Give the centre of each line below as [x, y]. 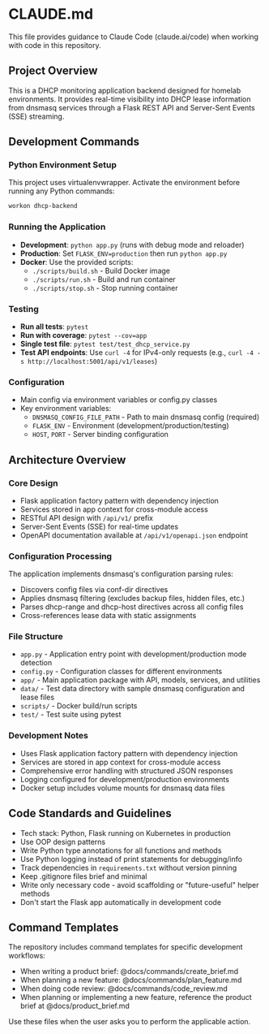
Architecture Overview [67, 460]
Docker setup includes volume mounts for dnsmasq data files [122, 788]
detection [36, 663]
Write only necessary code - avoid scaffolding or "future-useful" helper [139, 885]
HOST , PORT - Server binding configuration [100, 435]
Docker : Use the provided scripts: [77, 262]
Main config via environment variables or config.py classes [119, 400]
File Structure [36, 637]
